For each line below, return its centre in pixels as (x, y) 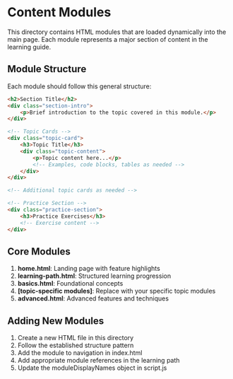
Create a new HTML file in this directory (76, 338)
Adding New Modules (56, 321)
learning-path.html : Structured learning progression (94, 276)
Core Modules (39, 251)
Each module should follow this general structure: (79, 86)
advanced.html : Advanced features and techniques (93, 298)
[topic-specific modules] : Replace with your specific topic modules (116, 291)
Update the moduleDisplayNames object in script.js (92, 368)
